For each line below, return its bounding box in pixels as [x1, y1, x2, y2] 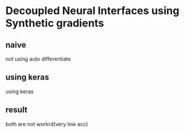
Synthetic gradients [5, 16, 105, 30]
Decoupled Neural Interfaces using [5, 4, 180, 18]
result [5, 105, 28, 115]
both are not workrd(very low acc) [5, 120, 89, 127]
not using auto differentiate [5, 56, 71, 62]
